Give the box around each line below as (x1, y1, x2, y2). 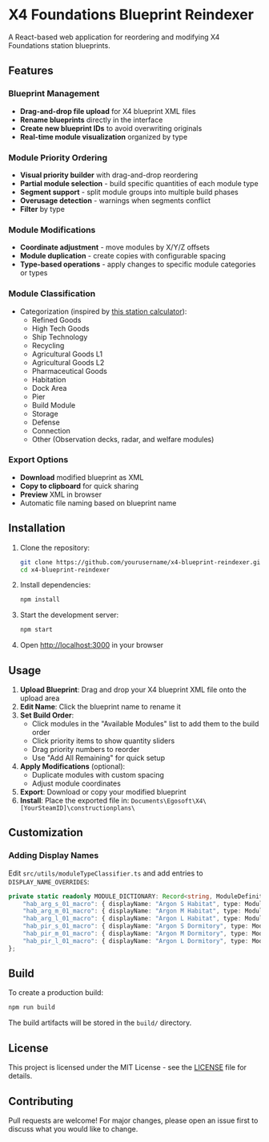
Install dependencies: (19, 580, 91, 590)
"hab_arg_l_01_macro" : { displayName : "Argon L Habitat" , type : (22, 915, 242, 923)
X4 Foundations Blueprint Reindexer (8, 6, 255, 24)
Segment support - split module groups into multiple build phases (19, 187, 239, 197)
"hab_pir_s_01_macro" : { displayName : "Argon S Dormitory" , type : (22, 922, 249, 930)
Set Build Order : (19, 710, 74, 720)
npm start (19, 626, 54, 634)
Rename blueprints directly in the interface (19, 115, 163, 124)
